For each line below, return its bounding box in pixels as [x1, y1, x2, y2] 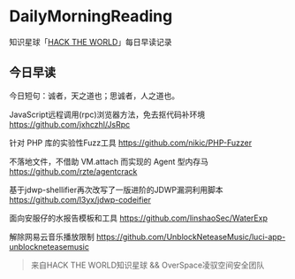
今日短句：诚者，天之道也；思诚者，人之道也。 [9, 90, 179, 101]
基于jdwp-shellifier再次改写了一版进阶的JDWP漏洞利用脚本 [9, 184, 223, 195]
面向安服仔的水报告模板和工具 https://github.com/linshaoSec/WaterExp [9, 213, 268, 223]
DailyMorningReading [9, 6, 173, 27]
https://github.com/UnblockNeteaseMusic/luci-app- [95, 231, 286, 242]
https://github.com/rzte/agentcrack [9, 166, 138, 176]
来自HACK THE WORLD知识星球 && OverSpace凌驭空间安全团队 [30, 260, 265, 270]
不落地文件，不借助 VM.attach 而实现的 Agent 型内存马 [9, 156, 209, 167]
